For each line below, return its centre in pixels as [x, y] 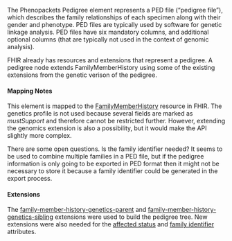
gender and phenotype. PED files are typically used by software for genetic [115, 25]
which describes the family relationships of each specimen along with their [114, 17]
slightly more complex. [39, 136]
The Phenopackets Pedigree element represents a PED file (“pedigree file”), [115, 10]
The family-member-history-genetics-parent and [77, 210]
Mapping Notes [30, 91]
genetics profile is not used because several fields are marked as [100, 114]
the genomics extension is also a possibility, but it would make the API [107, 128]
